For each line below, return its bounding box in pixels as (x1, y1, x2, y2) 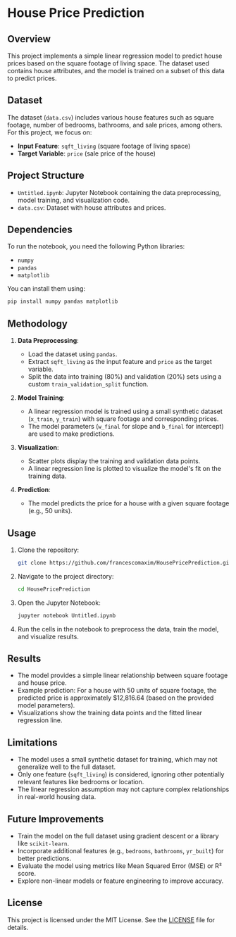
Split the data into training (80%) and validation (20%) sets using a (27, 372, 222, 381)
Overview (7, 33, 51, 45)
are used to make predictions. (27, 429, 115, 438)
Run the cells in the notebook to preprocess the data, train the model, (17, 624, 219, 633)
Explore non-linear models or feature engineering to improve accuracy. (17, 876, 224, 885)
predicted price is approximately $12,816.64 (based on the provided (17, 693, 214, 702)
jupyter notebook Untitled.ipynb (17, 612, 116, 619)
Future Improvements (7, 813, 104, 825)
